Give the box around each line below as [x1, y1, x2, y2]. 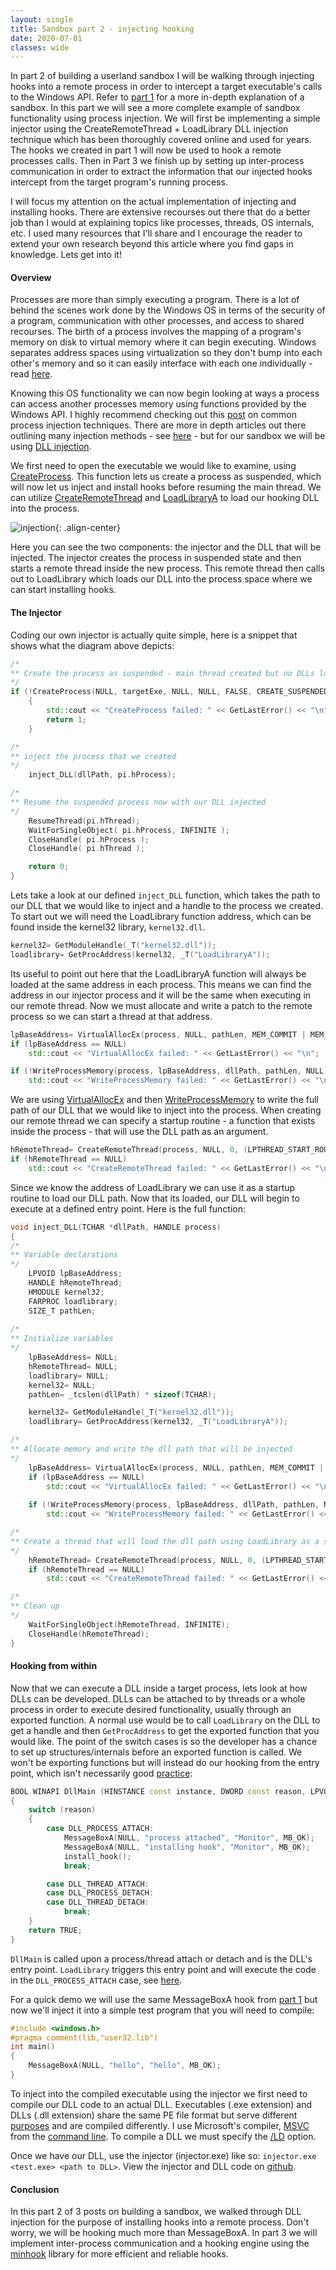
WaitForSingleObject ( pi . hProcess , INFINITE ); [28, 825, 230, 835]
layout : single [10, 14, 74, 25]
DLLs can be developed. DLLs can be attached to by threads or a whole [10, 1692, 306, 1705]
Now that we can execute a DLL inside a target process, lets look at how [10, 1682, 308, 1694]
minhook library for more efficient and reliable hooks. [10, 2248, 230, 2260]
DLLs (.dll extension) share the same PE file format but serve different [10, 2109, 298, 2121]
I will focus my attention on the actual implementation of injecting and [10, 196, 297, 208]
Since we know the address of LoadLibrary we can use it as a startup [10, 1181, 296, 1193]
